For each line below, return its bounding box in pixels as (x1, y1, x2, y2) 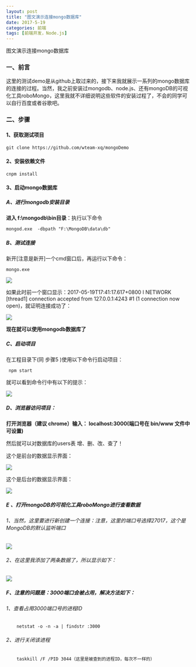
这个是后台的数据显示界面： (6, 476, 73, 483)
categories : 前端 (6, 25, 47, 31)
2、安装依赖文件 (6, 158, 45, 165)
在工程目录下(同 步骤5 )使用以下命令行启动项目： (6, 356, 124, 363)
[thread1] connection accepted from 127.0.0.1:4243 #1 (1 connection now (6, 295, 180, 302)
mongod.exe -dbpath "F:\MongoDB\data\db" (6, 226, 111, 232)
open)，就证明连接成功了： (6, 302, 72, 309)
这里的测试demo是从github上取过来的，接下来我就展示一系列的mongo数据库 (6, 77, 190, 85)
